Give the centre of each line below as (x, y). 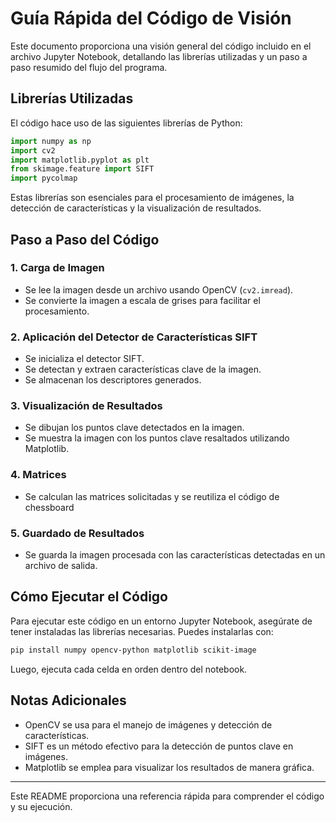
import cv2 (33, 150)
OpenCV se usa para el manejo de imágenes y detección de (148, 724)
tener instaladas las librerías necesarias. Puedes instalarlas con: (142, 631)
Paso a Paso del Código (85, 239)
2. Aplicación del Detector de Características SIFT (134, 337)
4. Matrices (38, 475)
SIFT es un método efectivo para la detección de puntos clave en (159, 746)
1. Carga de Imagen (57, 268)
